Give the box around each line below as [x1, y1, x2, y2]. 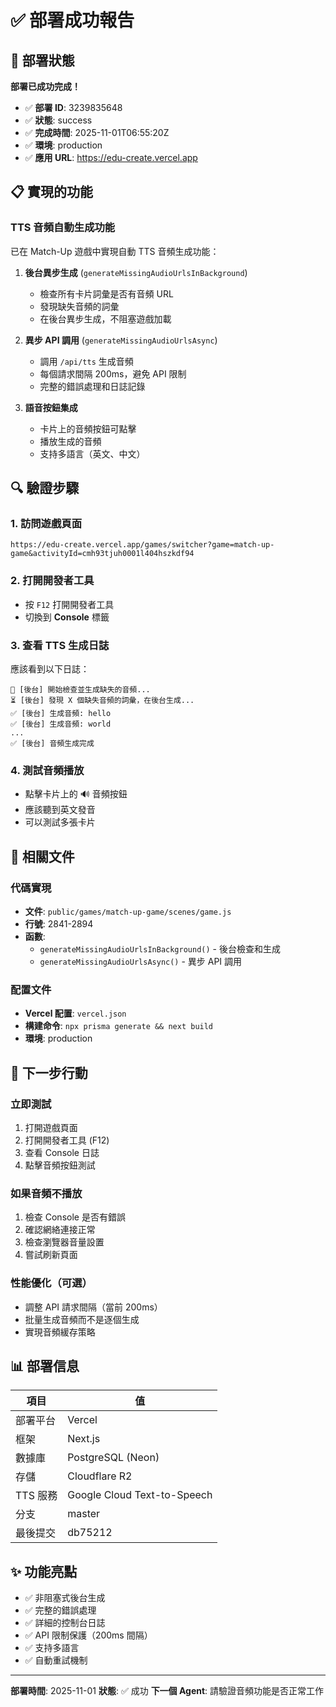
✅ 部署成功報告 [10, 9, 135, 32]
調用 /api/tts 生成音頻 [39, 355, 134, 367]
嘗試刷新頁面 [24, 1249, 78, 1261]
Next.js [67, 1432, 101, 1446]
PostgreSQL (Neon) [67, 1451, 160, 1465]
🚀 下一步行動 [10, 1064, 88, 1081]
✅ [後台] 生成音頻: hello [10, 708, 112, 718]
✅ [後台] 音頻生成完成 [10, 738, 95, 748]
